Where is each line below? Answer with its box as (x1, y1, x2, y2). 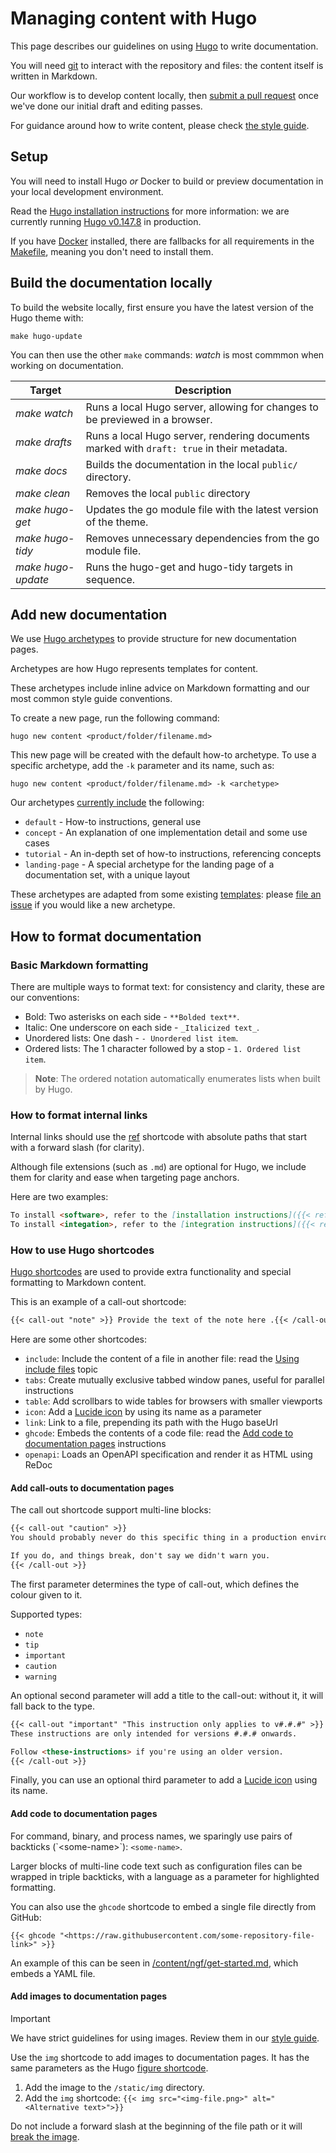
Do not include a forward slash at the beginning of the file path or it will (10, 2120, 303, 2132)
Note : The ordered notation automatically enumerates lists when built (34, 1073, 321, 1085)
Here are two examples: (10, 1191, 109, 1203)
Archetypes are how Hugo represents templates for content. (10, 663, 259, 675)
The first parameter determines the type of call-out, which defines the (10, 1578, 300, 1590)
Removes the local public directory (85, 486, 251, 500)
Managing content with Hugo (10, 7, 258, 30)
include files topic (24, 1363, 99, 1376)
